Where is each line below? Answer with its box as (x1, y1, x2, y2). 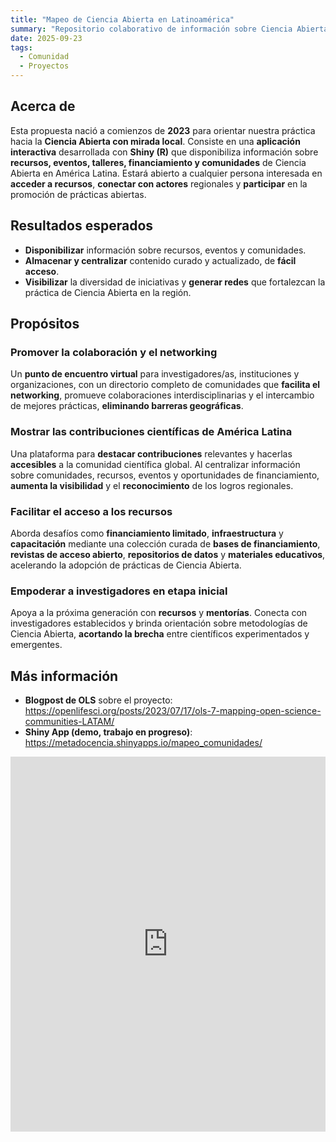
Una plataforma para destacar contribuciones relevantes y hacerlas (10, 447, 293, 460)
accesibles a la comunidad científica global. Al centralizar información (10, 458, 301, 470)
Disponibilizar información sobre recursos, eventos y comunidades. (24, 244, 307, 256)
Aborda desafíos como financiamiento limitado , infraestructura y (10, 527, 284, 539)
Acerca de (10, 98, 76, 115)
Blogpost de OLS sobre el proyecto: (24, 694, 173, 706)
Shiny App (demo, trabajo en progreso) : (24, 726, 193, 738)
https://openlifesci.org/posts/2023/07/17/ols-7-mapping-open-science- (24, 705, 322, 717)
